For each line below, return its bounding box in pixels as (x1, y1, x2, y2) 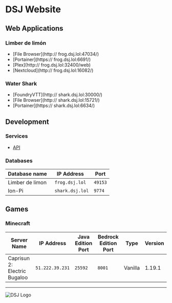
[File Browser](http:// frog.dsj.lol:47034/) (12, 51, 99, 57)
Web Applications (5, 24, 63, 33)
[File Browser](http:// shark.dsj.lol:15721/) (12, 97, 100, 103)
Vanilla (123, 264, 140, 271)
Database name (8, 170, 47, 178)
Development (5, 117, 50, 126)
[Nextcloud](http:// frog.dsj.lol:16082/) (12, 67, 94, 73)
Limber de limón (5, 39, 47, 47)
